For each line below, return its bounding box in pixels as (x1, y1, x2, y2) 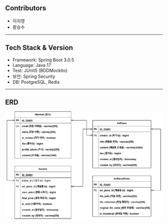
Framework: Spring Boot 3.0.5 (12, 57, 74, 63)
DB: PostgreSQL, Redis (12, 79, 60, 85)
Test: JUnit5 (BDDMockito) (12, 67, 68, 73)
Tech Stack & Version (5, 43, 73, 52)
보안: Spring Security (12, 73, 55, 79)
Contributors (5, 4, 46, 12)
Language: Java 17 (12, 62, 51, 68)
